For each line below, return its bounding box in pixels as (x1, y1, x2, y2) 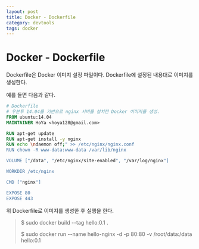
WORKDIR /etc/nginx (6, 169, 55, 175)
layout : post (6, 8, 39, 15)
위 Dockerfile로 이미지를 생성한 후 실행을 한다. (6, 207, 114, 214)
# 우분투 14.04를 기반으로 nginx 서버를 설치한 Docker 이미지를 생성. (6, 109, 160, 115)
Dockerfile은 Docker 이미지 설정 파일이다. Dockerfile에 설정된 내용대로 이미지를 (6, 71, 194, 78)
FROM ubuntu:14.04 (6, 114, 52, 120)
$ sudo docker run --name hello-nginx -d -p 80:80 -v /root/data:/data (20, 230, 192, 238)
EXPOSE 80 (6, 190, 31, 196)
